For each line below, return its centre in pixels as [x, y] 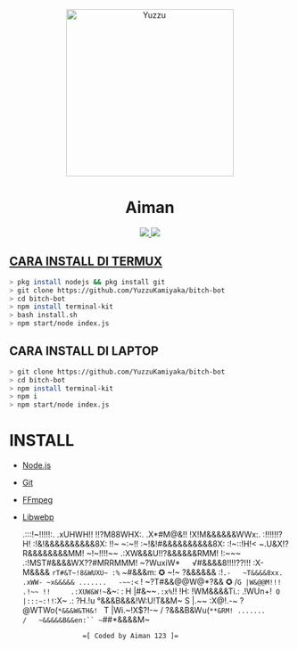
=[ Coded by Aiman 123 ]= [130, 637]
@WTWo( [40, 611]
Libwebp [38, 517]
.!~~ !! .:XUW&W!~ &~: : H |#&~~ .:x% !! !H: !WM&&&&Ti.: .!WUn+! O [151, 591]
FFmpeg [37, 500]
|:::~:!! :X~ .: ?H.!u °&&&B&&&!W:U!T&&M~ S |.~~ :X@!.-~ [130, 601]
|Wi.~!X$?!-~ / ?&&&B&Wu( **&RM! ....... [188, 611]
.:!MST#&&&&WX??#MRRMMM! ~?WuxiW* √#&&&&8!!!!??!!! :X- [143, 563]
